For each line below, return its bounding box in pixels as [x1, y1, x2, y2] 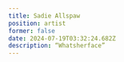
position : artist [8, 19, 66, 27]
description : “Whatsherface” [8, 42, 106, 50]
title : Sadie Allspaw [8, 11, 81, 20]
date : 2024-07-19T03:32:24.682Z [8, 34, 116, 43]
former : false [8, 27, 56, 35]
